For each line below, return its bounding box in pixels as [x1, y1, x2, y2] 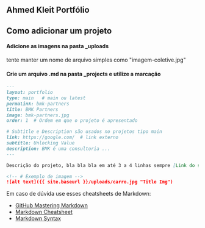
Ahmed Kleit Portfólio [6, 5, 90, 15]
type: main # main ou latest [6, 94, 86, 101]
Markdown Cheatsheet [15, 208, 73, 216]
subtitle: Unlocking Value [6, 140, 75, 146]
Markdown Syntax [15, 215, 61, 222]
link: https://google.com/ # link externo [6, 134, 119, 141]
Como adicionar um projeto [6, 26, 112, 36]
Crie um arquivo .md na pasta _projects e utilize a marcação [6, 70, 161, 77]
